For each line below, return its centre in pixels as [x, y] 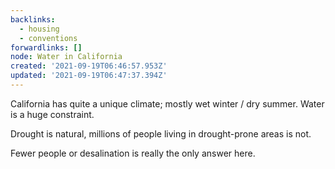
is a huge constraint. [52, 114]
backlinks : [33, 19]
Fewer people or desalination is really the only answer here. [133, 153]
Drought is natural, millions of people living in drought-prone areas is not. [161, 133]
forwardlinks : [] [46, 47]
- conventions [48, 38]
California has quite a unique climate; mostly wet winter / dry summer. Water [167, 103]
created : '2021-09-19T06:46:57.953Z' [89, 66]
